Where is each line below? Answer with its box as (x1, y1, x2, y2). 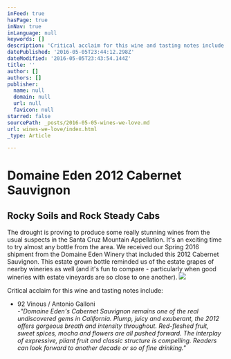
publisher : (7, 81, 39, 88)
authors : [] (7, 74, 41, 81)
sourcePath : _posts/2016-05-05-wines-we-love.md (7, 119, 150, 126)
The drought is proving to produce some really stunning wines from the (7, 229, 210, 237)
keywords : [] (7, 36, 45, 43)
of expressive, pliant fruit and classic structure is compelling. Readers (17, 336, 217, 345)
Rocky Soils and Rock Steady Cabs (7, 210, 160, 222)
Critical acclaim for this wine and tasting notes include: (7, 287, 164, 295)
